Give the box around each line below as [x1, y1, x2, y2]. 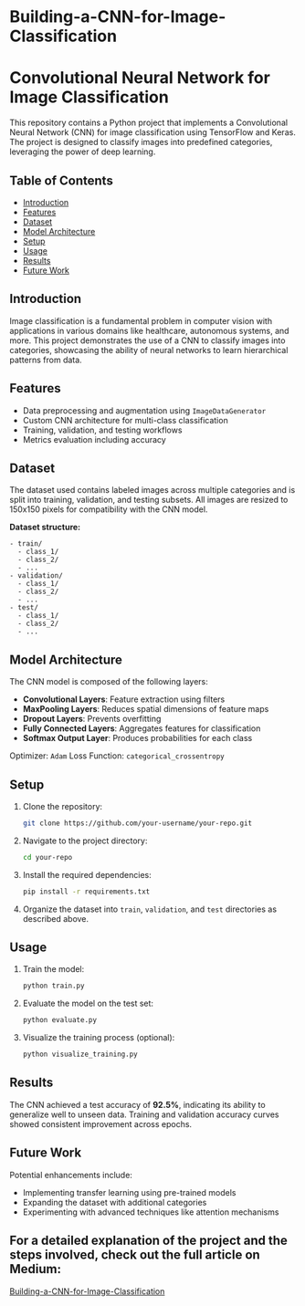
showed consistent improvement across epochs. [9, 1118, 193, 1129]
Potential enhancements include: [9, 1169, 132, 1180]
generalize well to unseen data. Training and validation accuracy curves [9, 1109, 279, 1120]
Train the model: [22, 964, 85, 975]
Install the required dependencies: [22, 869, 152, 880]
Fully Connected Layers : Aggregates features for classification [22, 723, 261, 734]
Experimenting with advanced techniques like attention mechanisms [22, 1207, 279, 1217]
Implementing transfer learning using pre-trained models [22, 1186, 237, 1197]
